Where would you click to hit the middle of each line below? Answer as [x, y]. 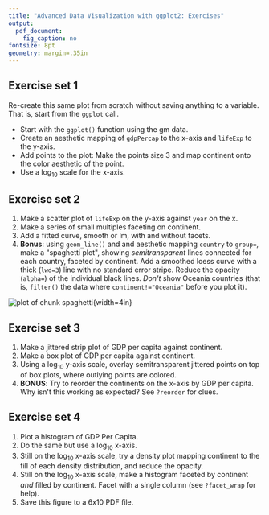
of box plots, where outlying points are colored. [98, 375]
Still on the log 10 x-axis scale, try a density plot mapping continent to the [140, 457]
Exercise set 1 [43, 86]
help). [30, 494]
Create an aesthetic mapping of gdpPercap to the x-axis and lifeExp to [136, 138]
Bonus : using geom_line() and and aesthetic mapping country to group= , [139, 244]
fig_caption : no [50, 38]
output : [21, 23]
